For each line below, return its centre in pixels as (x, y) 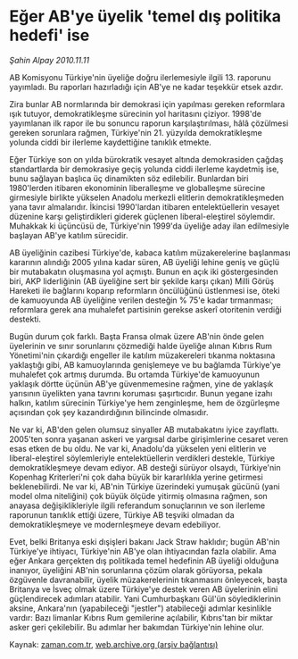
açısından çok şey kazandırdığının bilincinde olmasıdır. (109, 412)
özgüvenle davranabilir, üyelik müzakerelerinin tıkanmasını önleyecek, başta (149, 580)
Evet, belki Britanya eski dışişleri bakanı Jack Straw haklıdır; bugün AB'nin (145, 541)
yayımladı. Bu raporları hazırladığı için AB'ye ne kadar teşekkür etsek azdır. (146, 87)
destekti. (25, 319)
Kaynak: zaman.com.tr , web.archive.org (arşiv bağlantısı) (114, 644)
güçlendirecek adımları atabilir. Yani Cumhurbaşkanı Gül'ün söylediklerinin (145, 598)
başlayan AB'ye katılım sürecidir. (69, 235)
